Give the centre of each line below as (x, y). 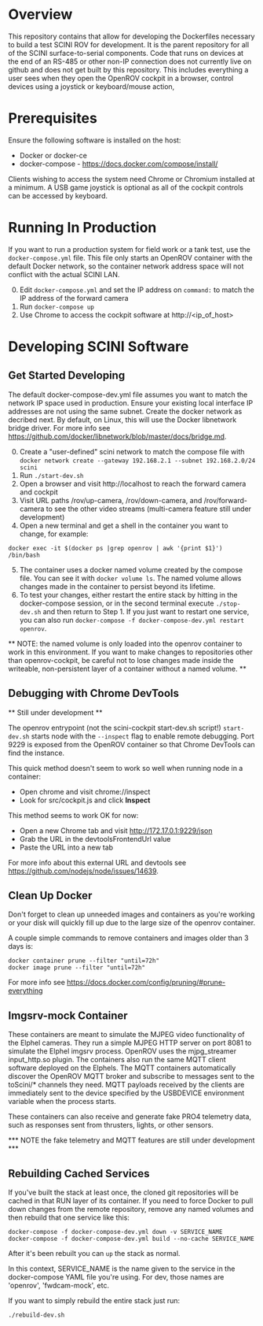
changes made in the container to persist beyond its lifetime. (117, 586)
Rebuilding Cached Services (79, 1174)
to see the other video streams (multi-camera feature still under (149, 509)
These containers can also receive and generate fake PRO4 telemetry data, (130, 1117)
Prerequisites (53, 119)
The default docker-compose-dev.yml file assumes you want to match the (128, 394)
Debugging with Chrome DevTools (93, 693)
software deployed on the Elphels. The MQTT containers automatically (122, 1068)
